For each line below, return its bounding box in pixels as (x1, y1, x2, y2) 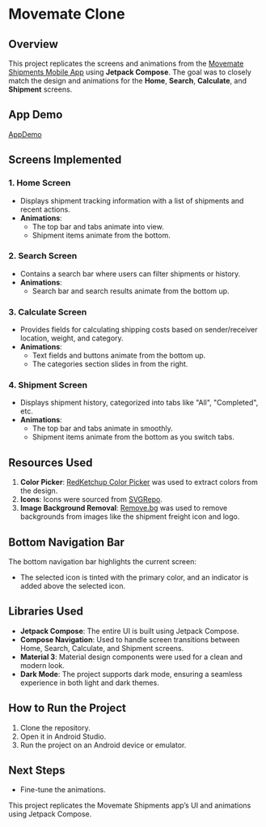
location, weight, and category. (19, 333, 124, 343)
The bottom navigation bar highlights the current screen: (8, 557, 196, 567)
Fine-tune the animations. (19, 785, 107, 795)
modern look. (19, 660, 65, 670)
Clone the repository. (19, 722, 91, 732)
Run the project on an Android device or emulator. (19, 739, 187, 750)
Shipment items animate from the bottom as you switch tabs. (32, 432, 234, 442)
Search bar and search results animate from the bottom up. (32, 285, 230, 296)
